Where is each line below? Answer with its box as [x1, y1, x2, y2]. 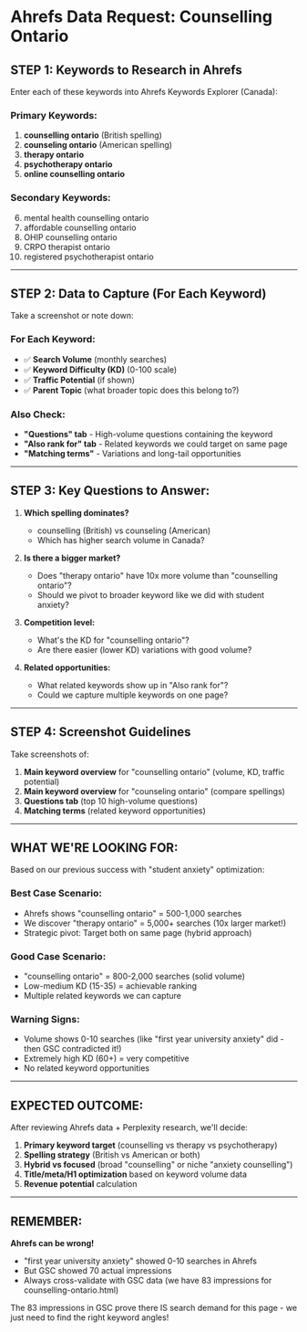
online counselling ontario [23, 169, 126, 180]
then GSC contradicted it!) [23, 1044, 122, 1054]
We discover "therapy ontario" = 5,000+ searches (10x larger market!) [23, 918, 286, 928]
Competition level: [23, 616, 95, 627]
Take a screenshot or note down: [10, 310, 135, 321]
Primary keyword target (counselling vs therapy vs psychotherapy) [23, 1139, 278, 1151]
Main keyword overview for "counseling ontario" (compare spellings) [23, 785, 286, 796]
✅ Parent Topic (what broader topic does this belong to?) [23, 384, 240, 395]
